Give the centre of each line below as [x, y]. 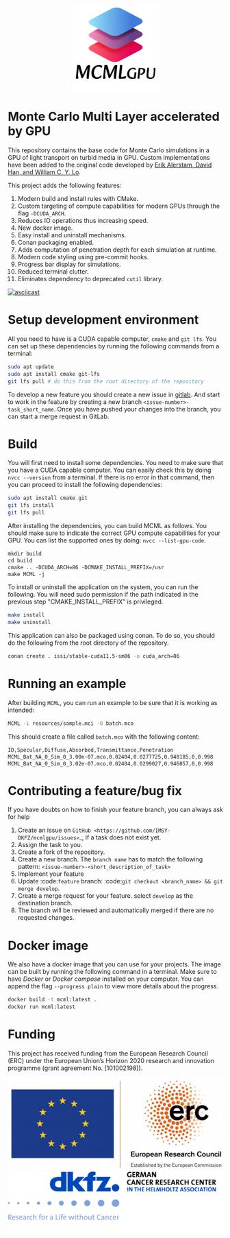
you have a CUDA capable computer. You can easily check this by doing [110, 470]
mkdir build [25, 554]
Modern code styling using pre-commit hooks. [83, 257]
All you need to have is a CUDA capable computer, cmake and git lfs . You [112, 339]
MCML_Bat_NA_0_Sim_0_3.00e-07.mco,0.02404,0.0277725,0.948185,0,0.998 [111, 757]
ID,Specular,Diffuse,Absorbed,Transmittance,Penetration [91, 750]
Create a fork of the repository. [61, 852]
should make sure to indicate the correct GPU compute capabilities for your [114, 533]
